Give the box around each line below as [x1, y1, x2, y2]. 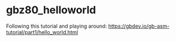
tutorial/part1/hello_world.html [6, 28, 78, 35]
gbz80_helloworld [6, 3, 96, 17]
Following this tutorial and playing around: [6, 23, 107, 29]
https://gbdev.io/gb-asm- [108, 23, 170, 29]
